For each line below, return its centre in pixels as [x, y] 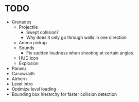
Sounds [26, 48]
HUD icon [28, 58]
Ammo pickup [33, 42]
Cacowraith [23, 73]
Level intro [22, 84]
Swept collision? [42, 32]
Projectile [28, 27]
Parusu [19, 68]
